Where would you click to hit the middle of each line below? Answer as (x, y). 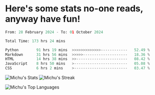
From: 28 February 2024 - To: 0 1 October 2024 (54, 32)
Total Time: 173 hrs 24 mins (35, 41)
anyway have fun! (43, 19)
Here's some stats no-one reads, (74, 9)
